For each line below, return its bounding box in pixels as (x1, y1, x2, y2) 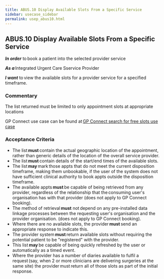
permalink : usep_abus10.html (5, 16, 65, 21)
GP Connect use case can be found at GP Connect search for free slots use (5, 118, 159, 124)
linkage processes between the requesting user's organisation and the (12, 210, 156, 216)
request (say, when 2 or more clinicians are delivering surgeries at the (12, 258, 154, 264)
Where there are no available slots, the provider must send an (12, 221, 137, 227)
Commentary (5, 93, 38, 99)
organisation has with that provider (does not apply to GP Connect (12, 194, 147, 200)
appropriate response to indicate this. (12, 226, 89, 232)
